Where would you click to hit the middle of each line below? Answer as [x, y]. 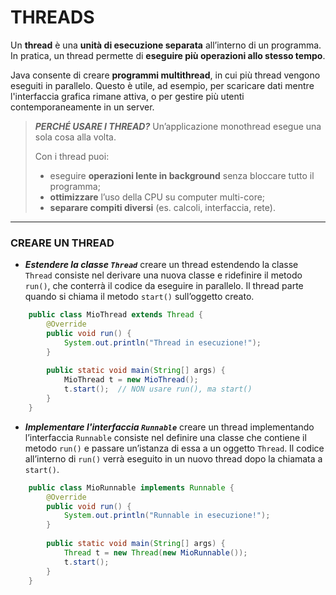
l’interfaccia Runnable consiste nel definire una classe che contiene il [165, 437]
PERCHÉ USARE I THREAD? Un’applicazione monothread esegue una [178, 126]
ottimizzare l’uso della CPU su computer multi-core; [157, 197]
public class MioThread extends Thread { [115, 315]
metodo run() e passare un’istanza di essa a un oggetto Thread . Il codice [174, 448]
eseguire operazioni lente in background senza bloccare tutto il [182, 175]
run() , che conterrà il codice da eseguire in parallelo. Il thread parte [164, 286]
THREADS [52, 17]
